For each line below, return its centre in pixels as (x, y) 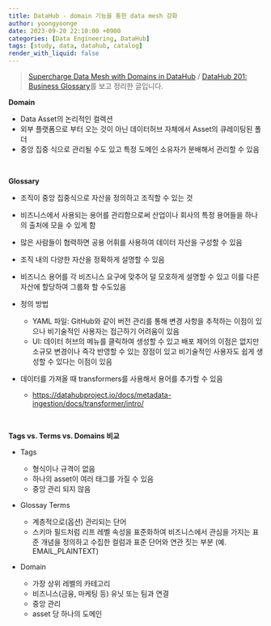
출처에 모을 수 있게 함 (62, 225)
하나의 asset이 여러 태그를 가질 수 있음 (93, 479)
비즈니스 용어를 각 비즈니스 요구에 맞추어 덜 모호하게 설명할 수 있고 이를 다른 (140, 277)
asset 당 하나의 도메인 (67, 614)
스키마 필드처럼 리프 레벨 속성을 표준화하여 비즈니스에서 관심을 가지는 (141, 532)
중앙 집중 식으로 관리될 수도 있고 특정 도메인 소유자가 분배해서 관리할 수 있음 (140, 149)
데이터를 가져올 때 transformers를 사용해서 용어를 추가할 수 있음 (121, 379)
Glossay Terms (45, 505)
